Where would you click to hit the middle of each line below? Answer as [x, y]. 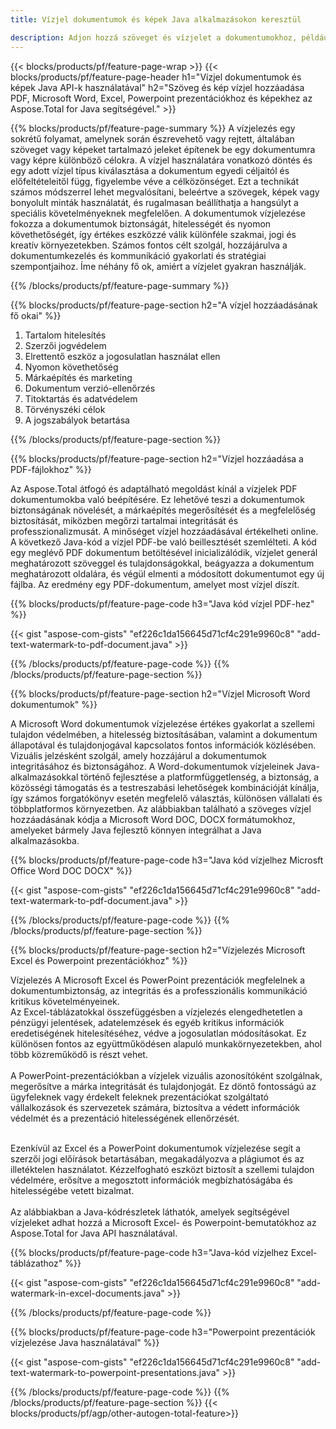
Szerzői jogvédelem [65, 345]
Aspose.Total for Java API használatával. [94, 1233]
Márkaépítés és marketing [78, 377]
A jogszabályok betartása [77, 420]
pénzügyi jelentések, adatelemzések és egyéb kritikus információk [147, 1022]
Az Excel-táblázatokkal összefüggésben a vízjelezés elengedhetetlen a [156, 1012]
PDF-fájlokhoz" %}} [51, 469]
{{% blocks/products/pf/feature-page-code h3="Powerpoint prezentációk [163, 1332]
